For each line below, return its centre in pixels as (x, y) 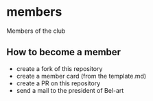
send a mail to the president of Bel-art (70, 90)
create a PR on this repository (58, 83)
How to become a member (64, 52)
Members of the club (36, 31)
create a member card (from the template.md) (81, 76)
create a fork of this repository (59, 68)
